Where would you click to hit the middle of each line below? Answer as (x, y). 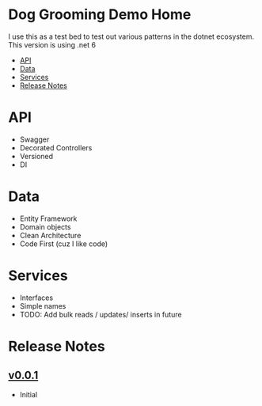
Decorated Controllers (56, 147)
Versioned (36, 156)
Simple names (43, 305)
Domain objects (45, 226)
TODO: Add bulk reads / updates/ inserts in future (101, 314)
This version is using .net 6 (52, 44)
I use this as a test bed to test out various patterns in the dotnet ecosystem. (131, 36)
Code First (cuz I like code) (64, 244)
